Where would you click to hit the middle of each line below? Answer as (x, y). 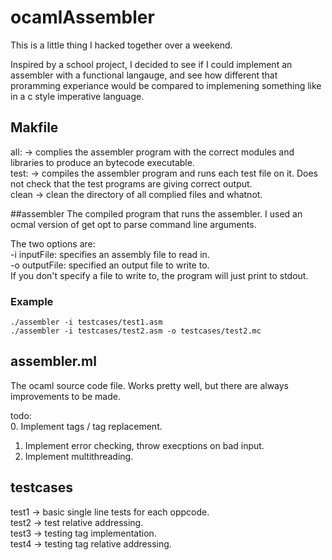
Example (32, 301)
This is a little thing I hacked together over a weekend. (121, 45)
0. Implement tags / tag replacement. (86, 426)
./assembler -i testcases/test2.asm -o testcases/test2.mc (136, 331)
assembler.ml (53, 361)
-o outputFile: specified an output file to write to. (110, 265)
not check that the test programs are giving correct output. (131, 183)
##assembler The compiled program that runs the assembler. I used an (156, 213)
